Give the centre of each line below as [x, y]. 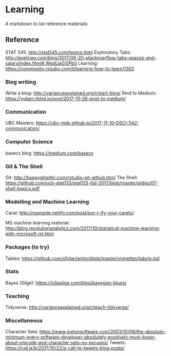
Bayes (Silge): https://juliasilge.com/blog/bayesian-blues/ [66, 283]
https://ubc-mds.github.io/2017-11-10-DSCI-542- [88, 123]
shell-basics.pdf [23, 188]
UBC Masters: [20, 123]
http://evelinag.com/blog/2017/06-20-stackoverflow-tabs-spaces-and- [81, 58]
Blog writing [21, 82]
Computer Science [29, 142]
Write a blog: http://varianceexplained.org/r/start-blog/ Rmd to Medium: [81, 93]
